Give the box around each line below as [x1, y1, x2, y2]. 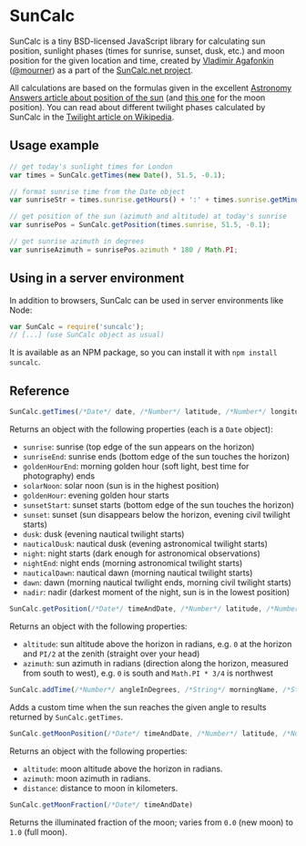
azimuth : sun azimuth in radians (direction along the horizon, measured [22, 657, 289, 668]
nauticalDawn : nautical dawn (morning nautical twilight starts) [22, 567, 253, 578]
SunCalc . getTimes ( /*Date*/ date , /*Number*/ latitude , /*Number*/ [9, 408, 267, 417]
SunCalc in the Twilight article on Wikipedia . [9, 111, 175, 122]
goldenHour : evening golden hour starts [22, 490, 170, 500]
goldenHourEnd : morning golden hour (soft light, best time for [22, 461, 250, 471]
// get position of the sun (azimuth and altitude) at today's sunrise [9, 211, 287, 222]
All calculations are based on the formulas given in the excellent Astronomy [9, 82, 292, 93]
